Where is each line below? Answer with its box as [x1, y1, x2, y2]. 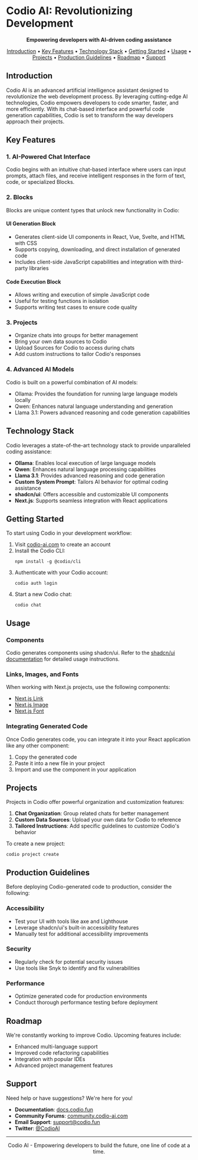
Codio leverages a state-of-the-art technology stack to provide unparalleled [6, 441, 190, 449]
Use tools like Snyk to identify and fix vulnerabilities [14, 964, 140, 971]
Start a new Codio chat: [14, 591, 72, 598]
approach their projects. [6, 118, 65, 125]
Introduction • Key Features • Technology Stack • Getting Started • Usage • [6, 47, 192, 54]
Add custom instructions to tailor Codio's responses [14, 351, 141, 358]
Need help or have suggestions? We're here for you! [6, 1095, 133, 1102]
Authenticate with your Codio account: [14, 569, 108, 576]
